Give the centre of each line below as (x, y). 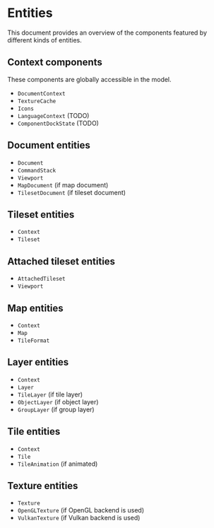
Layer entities (38, 362)
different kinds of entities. (45, 40)
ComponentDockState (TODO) (58, 123)
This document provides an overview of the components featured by (107, 33)
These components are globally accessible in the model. (89, 79)
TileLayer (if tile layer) (50, 394)
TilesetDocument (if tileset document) (71, 192)
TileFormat (34, 341)
